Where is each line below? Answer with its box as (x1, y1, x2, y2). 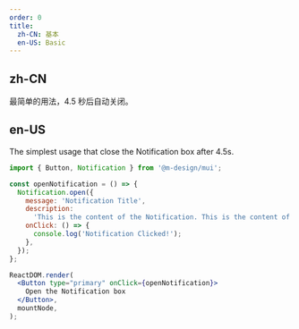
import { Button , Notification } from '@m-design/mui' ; (9, 163, 222, 173)
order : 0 (9, 13, 42, 22)
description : (25, 205, 74, 214)
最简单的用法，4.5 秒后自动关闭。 (9, 96, 133, 107)
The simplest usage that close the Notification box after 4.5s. (9, 146, 235, 156)
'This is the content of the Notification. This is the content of (32, 213, 291, 222)
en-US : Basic (17, 38, 66, 47)
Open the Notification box (25, 287, 126, 296)
